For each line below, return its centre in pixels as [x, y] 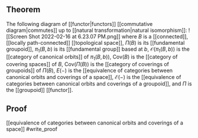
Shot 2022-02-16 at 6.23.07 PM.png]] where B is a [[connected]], [108, 36]
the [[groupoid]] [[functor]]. [40, 90]
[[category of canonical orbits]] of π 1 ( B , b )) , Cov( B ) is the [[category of [92, 57]
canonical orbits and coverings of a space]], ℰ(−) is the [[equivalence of [94, 77]
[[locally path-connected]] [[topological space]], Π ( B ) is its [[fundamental [95, 42]
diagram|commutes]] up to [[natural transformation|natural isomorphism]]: [97, 30]
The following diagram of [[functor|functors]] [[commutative [79, 24]
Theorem [23, 10]
